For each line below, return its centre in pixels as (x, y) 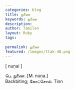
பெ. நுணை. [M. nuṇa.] (27, 75)
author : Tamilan (22, 28)
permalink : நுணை (22, 47)
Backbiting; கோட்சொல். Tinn (34, 81)
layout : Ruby (19, 33)
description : (19, 24)
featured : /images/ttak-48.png (38, 51)
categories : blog (23, 10)
